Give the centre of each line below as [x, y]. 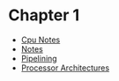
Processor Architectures [65, 68]
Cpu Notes [41, 40]
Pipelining [39, 58]
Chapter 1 [44, 15]
